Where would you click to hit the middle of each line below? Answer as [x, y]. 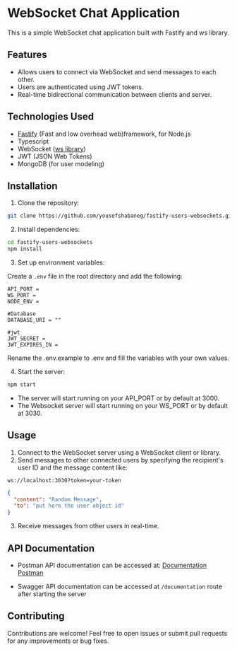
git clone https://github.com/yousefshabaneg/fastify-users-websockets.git [121, 216]
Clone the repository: [48, 203]
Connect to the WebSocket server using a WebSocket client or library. [119, 452]
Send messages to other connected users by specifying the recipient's [120, 460]
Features [27, 55]
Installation [32, 186]
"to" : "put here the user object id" [69, 506]
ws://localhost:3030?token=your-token [64, 480]
